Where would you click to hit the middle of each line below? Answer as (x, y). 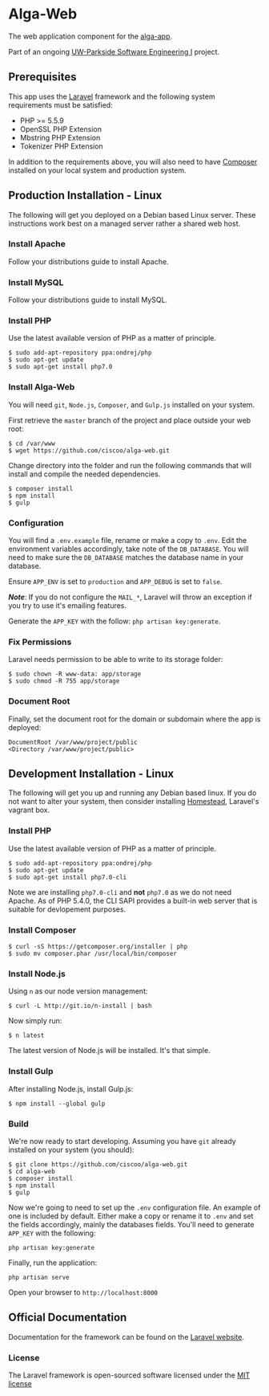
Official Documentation (68, 1318)
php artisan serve (39, 1277)
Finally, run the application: (53, 1263)
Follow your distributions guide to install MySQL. (88, 300)
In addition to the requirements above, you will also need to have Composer (133, 161)
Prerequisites (42, 77)
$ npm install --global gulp (57, 1104)
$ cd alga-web (32, 1171)
